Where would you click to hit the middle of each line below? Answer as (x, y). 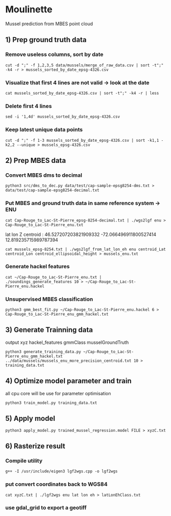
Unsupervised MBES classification (49, 299)
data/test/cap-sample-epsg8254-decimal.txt (52, 190)
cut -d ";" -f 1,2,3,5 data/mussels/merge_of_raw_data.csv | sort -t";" (84, 65)
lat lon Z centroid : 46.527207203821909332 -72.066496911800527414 (81, 234)
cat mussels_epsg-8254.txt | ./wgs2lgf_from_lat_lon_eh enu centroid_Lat (86, 249)
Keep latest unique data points (44, 130)
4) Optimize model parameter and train (68, 381)
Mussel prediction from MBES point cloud (49, 24)
